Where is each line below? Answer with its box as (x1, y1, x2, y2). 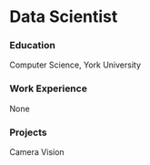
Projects (9, 126, 47, 139)
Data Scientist (9, 6, 118, 27)
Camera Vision (9, 147, 65, 158)
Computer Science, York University (9, 59, 142, 70)
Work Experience (9, 82, 88, 95)
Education (9, 39, 56, 52)
